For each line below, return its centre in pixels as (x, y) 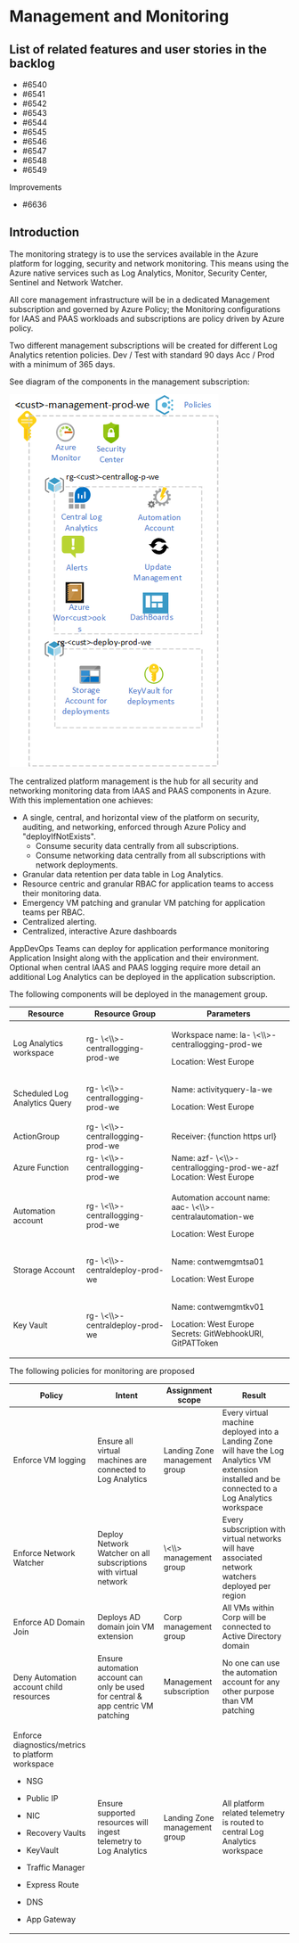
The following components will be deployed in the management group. (139, 994)
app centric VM (125, 1706)
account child (38, 1686)
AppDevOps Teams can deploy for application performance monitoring (139, 948)
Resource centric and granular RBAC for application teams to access (148, 884)
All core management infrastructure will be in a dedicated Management (139, 300)
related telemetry (253, 1813)
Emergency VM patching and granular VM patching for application (143, 902)
